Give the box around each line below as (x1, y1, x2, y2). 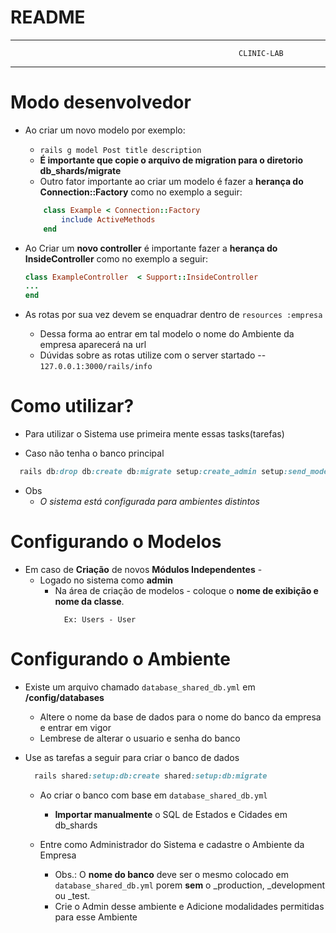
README (10, 6, 86, 29)
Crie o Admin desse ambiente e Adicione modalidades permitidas (54, 900, 325, 912)
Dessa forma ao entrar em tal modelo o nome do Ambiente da (39, 328, 295, 340)
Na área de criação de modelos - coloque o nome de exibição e (54, 584, 319, 596)
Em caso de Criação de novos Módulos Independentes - (24, 563, 263, 575)
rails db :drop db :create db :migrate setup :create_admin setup (19, 467, 284, 477)
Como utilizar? (10, 395, 135, 418)
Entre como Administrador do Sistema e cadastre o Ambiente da (39, 838, 305, 850)
